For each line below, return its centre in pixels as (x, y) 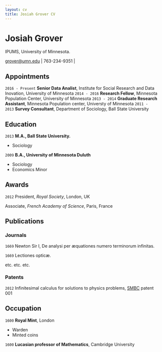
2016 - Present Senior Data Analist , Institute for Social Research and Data (80, 88)
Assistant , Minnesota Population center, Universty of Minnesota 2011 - (77, 104)
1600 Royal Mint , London (30, 320)
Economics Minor (30, 170)
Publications (25, 222)
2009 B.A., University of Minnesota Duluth (48, 155)
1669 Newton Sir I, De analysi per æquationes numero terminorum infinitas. (80, 246)
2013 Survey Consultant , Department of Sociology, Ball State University (77, 109)
